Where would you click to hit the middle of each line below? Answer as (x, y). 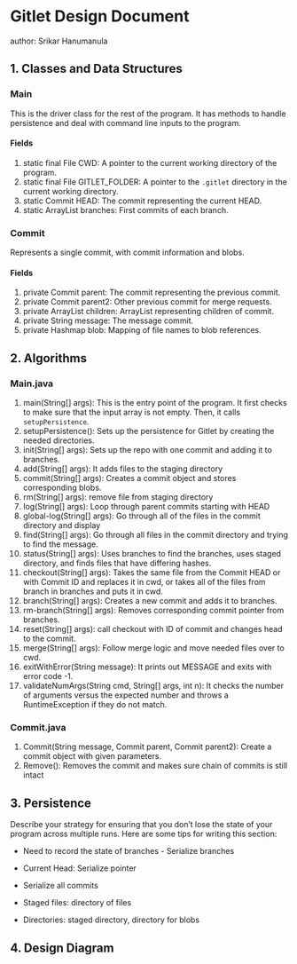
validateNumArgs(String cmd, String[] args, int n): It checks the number (153, 686)
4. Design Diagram (62, 948)
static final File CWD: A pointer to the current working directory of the (150, 162)
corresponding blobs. (62, 488)
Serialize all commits (60, 886)
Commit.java (38, 727)
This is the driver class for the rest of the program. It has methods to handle (148, 114)
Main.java (32, 383)
